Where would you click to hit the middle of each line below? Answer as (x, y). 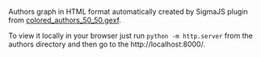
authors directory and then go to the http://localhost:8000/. (107, 44)
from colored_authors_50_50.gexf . (65, 20)
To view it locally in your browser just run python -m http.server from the (130, 36)
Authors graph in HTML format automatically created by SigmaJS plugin (128, 12)
